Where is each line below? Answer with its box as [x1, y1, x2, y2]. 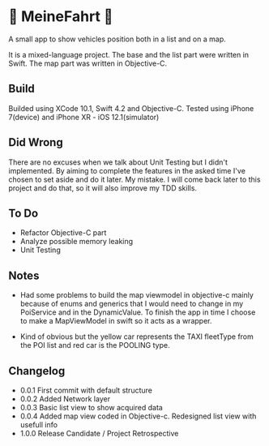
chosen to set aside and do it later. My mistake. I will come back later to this [8, 174, 261, 184]
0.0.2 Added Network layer [19, 394, 111, 404]
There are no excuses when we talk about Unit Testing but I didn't [8, 157, 228, 167]
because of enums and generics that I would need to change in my [19, 299, 244, 309]
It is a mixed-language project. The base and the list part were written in [8, 49, 250, 59]
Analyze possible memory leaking [19, 237, 134, 247]
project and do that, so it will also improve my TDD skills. [8, 182, 197, 193]
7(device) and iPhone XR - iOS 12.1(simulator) [8, 112, 160, 122]
